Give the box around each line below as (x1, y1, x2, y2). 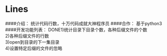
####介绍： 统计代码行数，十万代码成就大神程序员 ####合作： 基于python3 (5, 20, 162, 26)
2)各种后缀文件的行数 (5, 33, 49, 39)
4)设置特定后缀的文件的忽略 (5, 45, 62, 51)
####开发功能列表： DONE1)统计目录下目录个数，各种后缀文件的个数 (5, 26, 147, 33)
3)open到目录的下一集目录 (5, 39, 60, 45)
